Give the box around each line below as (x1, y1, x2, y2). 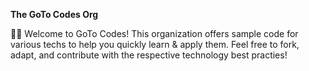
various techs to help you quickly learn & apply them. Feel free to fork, (10, 39, 300, 50)
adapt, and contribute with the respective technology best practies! (10, 49, 288, 61)
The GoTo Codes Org (10, 9, 99, 20)
